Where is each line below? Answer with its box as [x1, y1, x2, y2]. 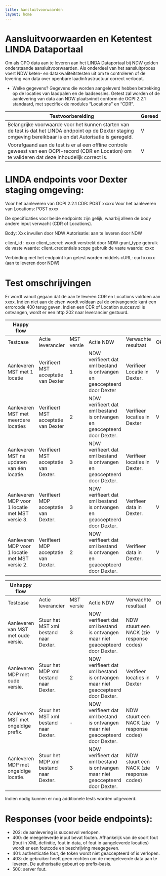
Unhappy [9, 582, 32, 589]
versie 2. [7, 561, 28, 568]
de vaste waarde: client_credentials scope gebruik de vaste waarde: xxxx [5, 245, 155, 251]
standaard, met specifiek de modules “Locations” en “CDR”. [12, 101, 134, 107]
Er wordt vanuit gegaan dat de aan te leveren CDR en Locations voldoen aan [5, 294, 161, 300]
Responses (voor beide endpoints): [5, 813, 153, 824]
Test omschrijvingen [5, 277, 91, 288]
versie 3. [7, 516, 28, 523]
